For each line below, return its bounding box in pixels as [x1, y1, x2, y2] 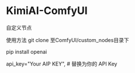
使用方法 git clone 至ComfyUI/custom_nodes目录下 [6, 36, 130, 43]
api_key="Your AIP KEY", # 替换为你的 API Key [6, 60, 117, 67]
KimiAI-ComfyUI [6, 4, 88, 18]
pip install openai [6, 48, 47, 55]
